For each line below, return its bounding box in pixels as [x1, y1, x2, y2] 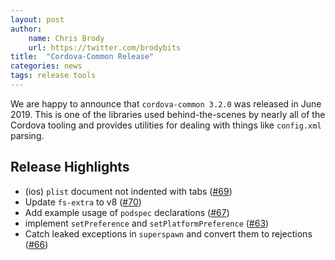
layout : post [10, 14, 65, 25]
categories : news [10, 61, 83, 71]
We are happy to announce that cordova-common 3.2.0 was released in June [10, 97, 322, 110]
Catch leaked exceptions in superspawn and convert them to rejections [24, 227, 313, 240]
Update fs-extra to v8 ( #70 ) [24, 196, 142, 208]
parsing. [10, 129, 45, 141]
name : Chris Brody [28, 33, 105, 43]
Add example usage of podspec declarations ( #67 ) [24, 206, 230, 218]
